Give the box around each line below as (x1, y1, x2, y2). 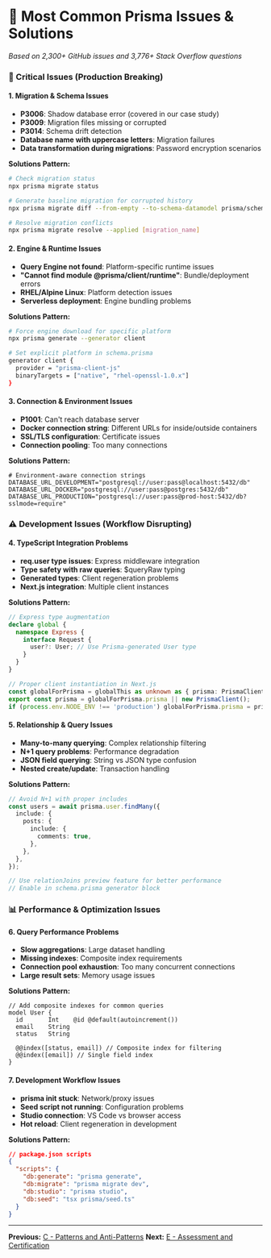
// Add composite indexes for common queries (8, 1002, 164, 1010)
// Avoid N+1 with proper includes (8, 794, 128, 803)
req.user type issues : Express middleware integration (19, 556, 200, 565)
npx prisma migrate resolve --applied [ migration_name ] (8, 226, 200, 235)
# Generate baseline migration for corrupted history (8, 197, 194, 205)
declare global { (8, 620, 67, 628)
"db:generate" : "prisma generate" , (23, 1173, 143, 1181)
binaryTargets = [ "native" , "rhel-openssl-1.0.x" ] (15, 371, 190, 380)
